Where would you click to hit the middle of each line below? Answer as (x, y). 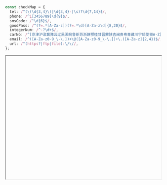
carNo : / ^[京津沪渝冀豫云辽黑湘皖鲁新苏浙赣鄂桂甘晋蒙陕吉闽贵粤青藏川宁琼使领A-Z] (86, 35)
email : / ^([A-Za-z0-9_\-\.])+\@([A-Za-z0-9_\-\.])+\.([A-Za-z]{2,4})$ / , (86, 39)
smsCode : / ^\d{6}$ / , (31, 21)
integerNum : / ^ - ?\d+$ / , (34, 30)
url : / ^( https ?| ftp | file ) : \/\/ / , (44, 44)
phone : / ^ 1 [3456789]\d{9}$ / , (40, 16)
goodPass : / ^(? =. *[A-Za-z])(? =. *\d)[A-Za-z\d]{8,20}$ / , (68, 25)
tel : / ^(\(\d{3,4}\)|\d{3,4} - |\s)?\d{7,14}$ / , (58, 12)
